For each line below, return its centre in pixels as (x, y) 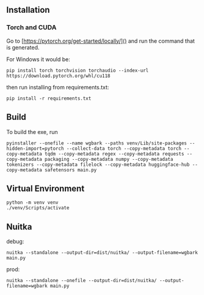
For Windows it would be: (38, 59)
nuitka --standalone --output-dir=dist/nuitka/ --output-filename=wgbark (102, 253)
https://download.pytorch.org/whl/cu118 (59, 76)
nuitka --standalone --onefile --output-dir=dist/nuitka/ (82, 281)
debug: (15, 242)
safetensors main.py (71, 170)
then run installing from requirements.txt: (58, 87)
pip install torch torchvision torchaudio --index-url (78, 70)
